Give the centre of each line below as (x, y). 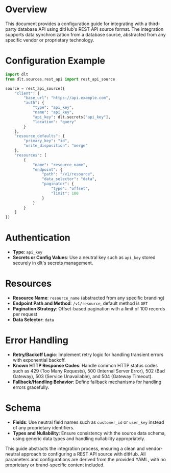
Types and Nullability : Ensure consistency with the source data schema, (89, 433)
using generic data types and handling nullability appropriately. (79, 438)
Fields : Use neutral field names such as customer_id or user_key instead (88, 422)
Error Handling (37, 340)
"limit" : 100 (65, 193)
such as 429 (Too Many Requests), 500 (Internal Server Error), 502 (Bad (89, 371)
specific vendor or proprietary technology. (50, 40)
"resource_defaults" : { (40, 136)
